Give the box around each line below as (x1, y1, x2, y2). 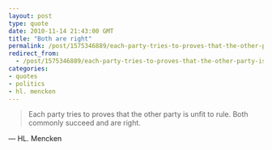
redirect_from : (8, 49, 60, 58)
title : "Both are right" (8, 34, 92, 43)
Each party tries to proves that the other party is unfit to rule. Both (28, 109, 249, 119)
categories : (8, 65, 49, 73)
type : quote (8, 19, 49, 28)
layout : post (8, 11, 53, 20)
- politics (8, 79, 45, 88)
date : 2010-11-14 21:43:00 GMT (8, 27, 114, 35)
